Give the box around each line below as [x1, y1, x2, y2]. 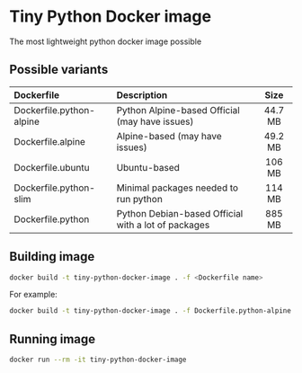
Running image [9, 331, 96, 347]
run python [116, 192, 164, 205]
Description [116, 88, 168, 101]
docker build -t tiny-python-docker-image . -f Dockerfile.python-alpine [9, 306, 292, 315]
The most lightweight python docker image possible [9, 36, 202, 47]
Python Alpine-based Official [116, 103, 240, 116]
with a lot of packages [116, 218, 210, 231]
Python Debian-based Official [116, 207, 244, 219]
